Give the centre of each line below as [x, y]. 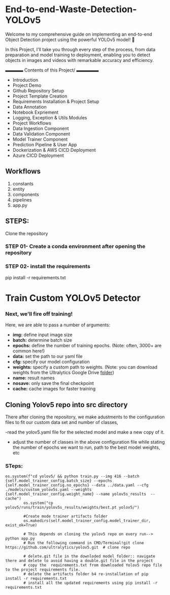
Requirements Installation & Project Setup [56, 101]
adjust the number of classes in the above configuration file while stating [89, 442]
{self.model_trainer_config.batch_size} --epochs [59, 481]
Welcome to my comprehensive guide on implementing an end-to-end [79, 34]
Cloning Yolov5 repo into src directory [66, 405]
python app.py [20, 539]
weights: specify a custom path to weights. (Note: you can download [85, 367]
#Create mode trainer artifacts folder [66, 516]
